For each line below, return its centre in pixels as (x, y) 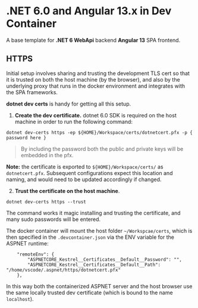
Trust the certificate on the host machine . (67, 191)
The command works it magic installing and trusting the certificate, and (93, 213)
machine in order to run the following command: (73, 122)
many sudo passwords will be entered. (54, 219)
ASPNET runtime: (27, 243)
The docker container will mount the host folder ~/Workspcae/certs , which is (99, 231)
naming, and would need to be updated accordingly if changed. (84, 179)
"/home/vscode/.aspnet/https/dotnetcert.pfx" (63, 270)
